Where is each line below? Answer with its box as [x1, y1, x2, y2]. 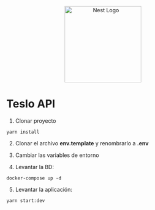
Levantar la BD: [15, 163, 54, 170]
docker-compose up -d [6, 175, 62, 181]
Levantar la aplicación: [15, 186, 72, 193]
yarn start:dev [6, 197, 45, 204]
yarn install [6, 129, 40, 135]
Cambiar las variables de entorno [15, 151, 99, 159]
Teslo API [6, 97, 56, 111]
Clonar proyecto [15, 117, 56, 125]
